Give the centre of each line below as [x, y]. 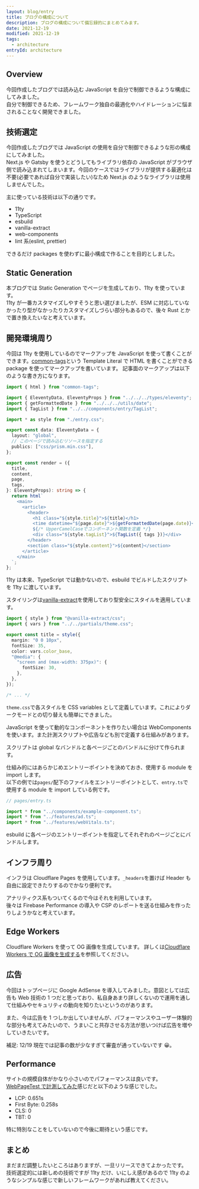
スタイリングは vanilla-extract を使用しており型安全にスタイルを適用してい [96, 600]
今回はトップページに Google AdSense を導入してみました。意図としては [95, 990]
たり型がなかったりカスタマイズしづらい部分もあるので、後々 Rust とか [103, 310]
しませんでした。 [27, 185]
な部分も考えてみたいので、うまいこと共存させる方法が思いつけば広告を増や [99, 1025]
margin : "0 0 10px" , [37, 640]
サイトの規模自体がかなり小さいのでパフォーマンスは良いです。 [84, 1079]
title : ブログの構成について [38, 17]
